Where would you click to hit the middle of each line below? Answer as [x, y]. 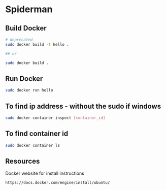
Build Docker [26, 28]
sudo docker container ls [32, 145]
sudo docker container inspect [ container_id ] [55, 118]
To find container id [37, 134]
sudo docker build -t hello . [37, 44]
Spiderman [29, 9]
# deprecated [19, 40]
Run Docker [24, 78]
